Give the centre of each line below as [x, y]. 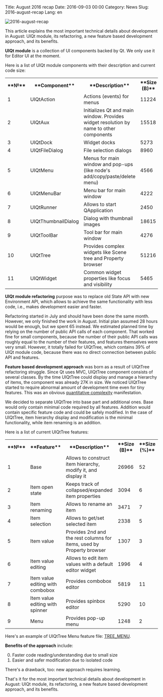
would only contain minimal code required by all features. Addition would [78, 407]
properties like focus [107, 278]
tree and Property [104, 258]
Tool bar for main [103, 232]
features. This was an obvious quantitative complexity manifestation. [73, 392]
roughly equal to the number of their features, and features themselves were [81, 342]
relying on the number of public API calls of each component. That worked [80, 332]
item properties [83, 496]
